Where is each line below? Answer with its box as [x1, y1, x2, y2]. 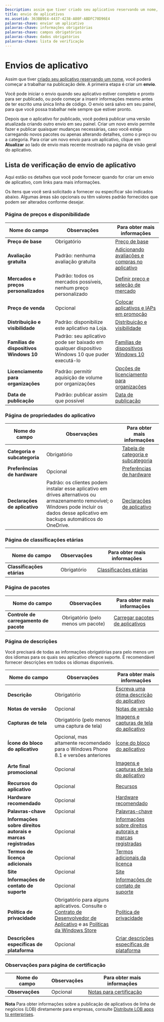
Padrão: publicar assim [55, 391, 108, 398]
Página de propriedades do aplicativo [5, 412, 96, 419]
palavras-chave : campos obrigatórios [5, 30, 82, 35]
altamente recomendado [54, 739, 111, 746]
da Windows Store [54, 927, 97, 934]
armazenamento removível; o [46, 497, 113, 504]
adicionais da [115, 854, 146, 861]
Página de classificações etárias [5, 536, 84, 543]
